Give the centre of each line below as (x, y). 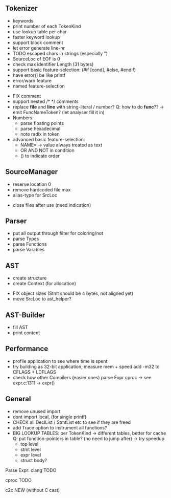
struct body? (34, 460)
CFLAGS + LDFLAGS (34, 372)
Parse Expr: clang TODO (31, 470)
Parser (16, 221)
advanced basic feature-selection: (49, 139)
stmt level (30, 449)
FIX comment (27, 96)
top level (29, 444)
